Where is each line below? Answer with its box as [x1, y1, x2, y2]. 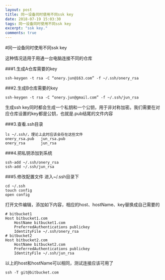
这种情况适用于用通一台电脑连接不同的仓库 [5, 55, 92, 61]
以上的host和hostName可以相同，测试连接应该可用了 [5, 260, 114, 266]
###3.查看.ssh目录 [5, 121, 44, 127]
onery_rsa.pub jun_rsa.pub [5, 136, 66, 141]
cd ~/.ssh [5, 184, 26, 188]
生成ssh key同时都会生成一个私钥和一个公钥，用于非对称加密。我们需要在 [5, 104, 156, 110]
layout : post [5, 7, 32, 12]
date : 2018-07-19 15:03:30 [5, 16, 61, 21]
